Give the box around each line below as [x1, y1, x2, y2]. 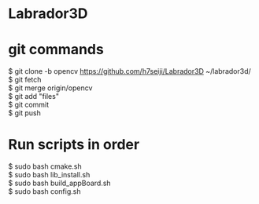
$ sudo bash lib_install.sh [8, 170, 91, 180]
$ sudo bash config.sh [8, 187, 81, 196]
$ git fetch [8, 75, 42, 85]
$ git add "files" [8, 92, 59, 101]
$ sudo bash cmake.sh [8, 162, 83, 171]
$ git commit [8, 100, 50, 110]
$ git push [8, 108, 41, 118]
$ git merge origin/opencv [8, 83, 93, 93]
